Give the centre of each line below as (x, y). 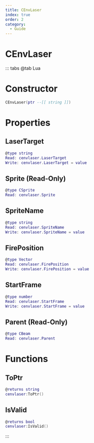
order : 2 (14, 19)
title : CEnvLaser (23, 10)
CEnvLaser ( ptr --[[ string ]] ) (38, 102)
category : (16, 24)
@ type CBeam (18, 334)
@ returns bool (20, 422)
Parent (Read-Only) (36, 322)
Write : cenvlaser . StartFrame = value (45, 306)
